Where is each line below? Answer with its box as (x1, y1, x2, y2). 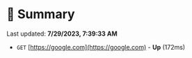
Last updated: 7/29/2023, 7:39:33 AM (6, 29, 118, 38)
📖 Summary (6, 6, 75, 22)
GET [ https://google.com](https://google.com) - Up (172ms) (16, 43, 186, 51)
